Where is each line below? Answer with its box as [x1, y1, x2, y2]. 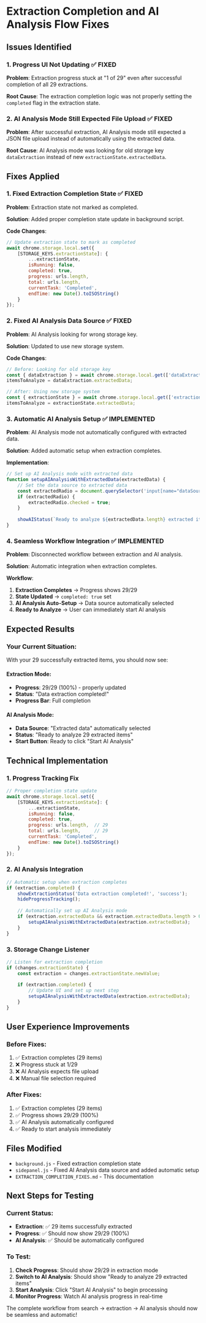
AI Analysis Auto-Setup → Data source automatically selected [15, 599, 174, 607]
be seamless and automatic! [6, 1311, 78, 1318]
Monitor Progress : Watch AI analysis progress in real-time [15, 1292, 163, 1300]
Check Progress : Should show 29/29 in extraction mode [15, 1266, 158, 1274]
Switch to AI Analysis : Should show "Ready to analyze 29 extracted [15, 1273, 188, 1280]
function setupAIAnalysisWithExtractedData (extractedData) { [6, 477, 166, 483]
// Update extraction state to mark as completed [6, 239, 136, 245]
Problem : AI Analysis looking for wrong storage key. [6, 330, 138, 338]
